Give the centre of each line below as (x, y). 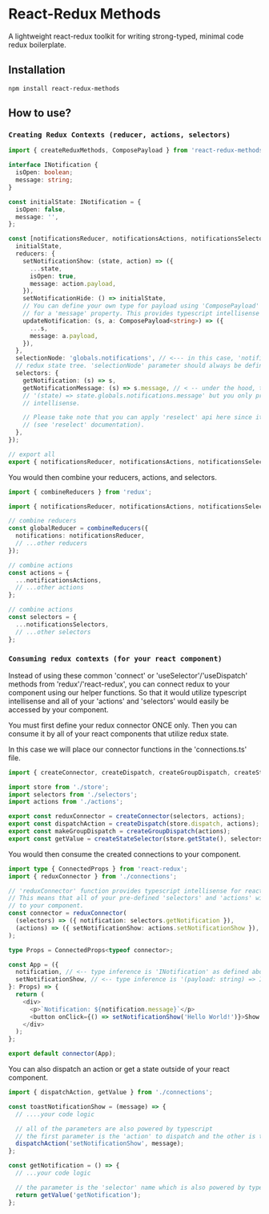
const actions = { (39, 572)
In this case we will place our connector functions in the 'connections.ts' (128, 749)
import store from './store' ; (59, 787)
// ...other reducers (52, 544)
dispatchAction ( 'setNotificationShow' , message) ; (100, 1144)
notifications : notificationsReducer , (80, 536)
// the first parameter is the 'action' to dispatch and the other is (136, 1136)
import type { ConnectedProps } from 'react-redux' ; (98, 869)
